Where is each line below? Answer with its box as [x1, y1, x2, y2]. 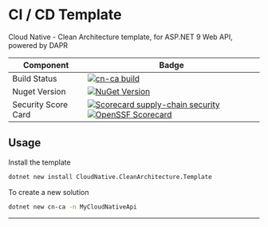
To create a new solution [8, 187, 89, 197]
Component [22, 59, 69, 70]
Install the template [8, 157, 71, 167]
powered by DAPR [8, 40, 69, 50]
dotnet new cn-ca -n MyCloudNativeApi [8, 202, 137, 211]
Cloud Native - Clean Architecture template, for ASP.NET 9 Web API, [8, 32, 233, 42]
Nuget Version [12, 86, 66, 97]
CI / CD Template [8, 6, 122, 24]
